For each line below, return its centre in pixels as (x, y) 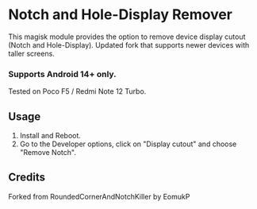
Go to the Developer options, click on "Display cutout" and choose (128, 144)
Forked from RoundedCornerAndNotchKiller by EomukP (99, 196)
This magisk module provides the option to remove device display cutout (127, 37)
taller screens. (32, 53)
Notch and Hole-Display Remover (120, 15)
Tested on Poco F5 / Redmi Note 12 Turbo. (77, 91)
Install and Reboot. (50, 136)
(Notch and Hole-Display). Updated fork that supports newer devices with (129, 45)
